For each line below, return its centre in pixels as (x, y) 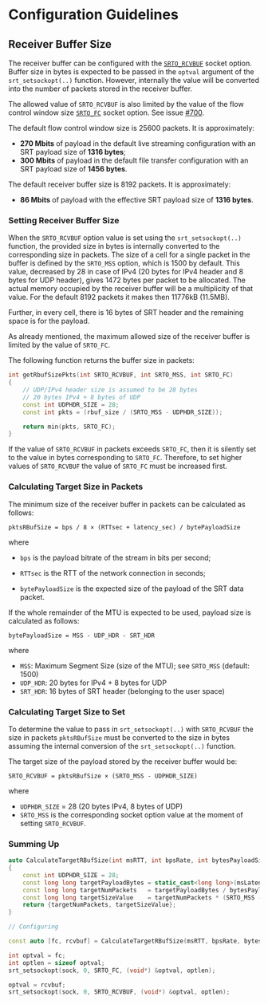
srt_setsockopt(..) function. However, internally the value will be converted (134, 80)
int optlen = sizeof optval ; (57, 963)
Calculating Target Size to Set (67, 711)
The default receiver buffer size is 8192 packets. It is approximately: (120, 184)
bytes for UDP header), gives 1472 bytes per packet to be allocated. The (127, 280)
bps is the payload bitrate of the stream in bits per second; (115, 557)
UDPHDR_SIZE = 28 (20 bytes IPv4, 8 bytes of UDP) (101, 806)
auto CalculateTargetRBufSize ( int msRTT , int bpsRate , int (108, 860)
